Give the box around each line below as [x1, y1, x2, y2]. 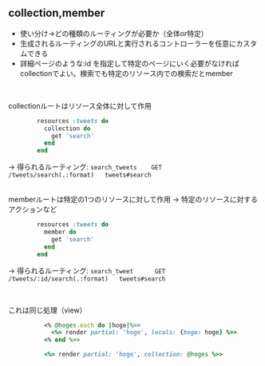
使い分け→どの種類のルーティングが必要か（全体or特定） [19, 28, 208, 38]
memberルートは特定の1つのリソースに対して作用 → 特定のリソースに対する [8, 195, 258, 205]
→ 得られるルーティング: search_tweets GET [8, 162, 162, 172]
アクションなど [8, 205, 57, 214]
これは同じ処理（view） [8, 305, 87, 315]
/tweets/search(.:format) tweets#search [8, 171, 152, 179]
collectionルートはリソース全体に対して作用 [8, 101, 152, 110]
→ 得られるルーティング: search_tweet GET [8, 265, 166, 275]
